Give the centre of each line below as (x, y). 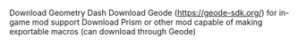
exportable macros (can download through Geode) (103, 31)
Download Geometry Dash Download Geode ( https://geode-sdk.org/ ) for (143, 13)
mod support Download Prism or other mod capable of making (147, 22)
